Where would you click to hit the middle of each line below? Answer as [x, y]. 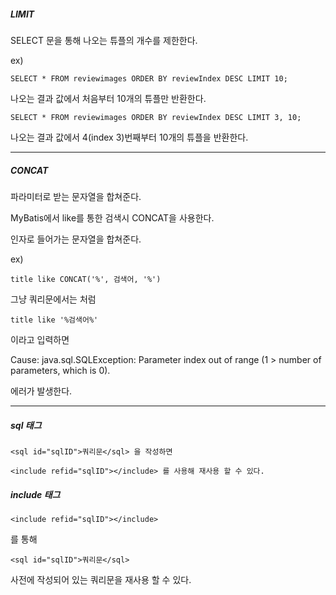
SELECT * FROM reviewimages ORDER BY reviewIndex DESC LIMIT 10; [149, 78]
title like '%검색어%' [54, 320]
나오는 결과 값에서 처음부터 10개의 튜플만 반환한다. [108, 98]
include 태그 [35, 494]
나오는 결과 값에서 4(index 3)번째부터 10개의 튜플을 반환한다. [129, 137]
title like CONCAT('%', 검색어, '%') [86, 279]
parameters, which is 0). [60, 370]
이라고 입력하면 [40, 339]
